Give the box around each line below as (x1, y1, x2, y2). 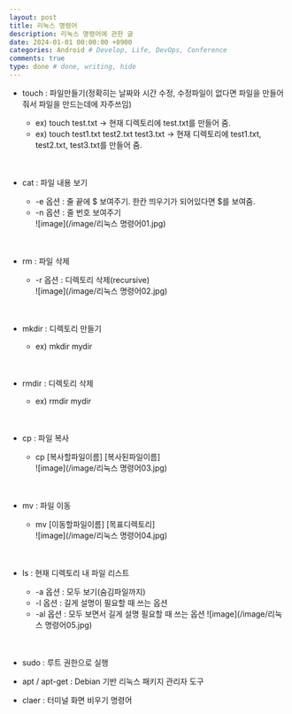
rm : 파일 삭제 (21, 256, 70, 266)
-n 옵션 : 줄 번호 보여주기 (35, 207, 121, 218)
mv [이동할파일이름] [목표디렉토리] (35, 518, 156, 529)
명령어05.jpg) (44, 619, 93, 630)
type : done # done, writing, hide (9, 63, 137, 72)
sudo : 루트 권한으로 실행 (21, 656, 109, 668)
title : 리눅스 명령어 (9, 21, 78, 30)
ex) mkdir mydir (35, 341, 93, 351)
